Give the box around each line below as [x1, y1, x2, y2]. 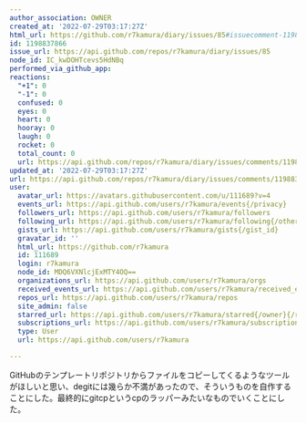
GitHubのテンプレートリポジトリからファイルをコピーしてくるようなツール [9, 369, 291, 380]
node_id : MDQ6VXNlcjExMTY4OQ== [17, 268, 137, 277]
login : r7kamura [17, 259, 79, 269]
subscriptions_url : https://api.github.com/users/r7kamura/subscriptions [17, 318, 303, 328]
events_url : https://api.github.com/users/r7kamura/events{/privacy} [17, 200, 287, 210]
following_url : [17, 216, 76, 226]
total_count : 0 [17, 149, 76, 158]
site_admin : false [17, 302, 88, 311]
